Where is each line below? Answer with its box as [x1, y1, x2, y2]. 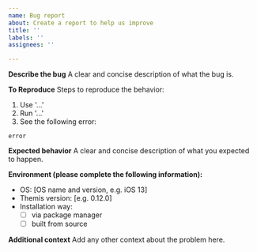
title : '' [8, 26, 41, 34]
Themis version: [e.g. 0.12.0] [19, 194, 112, 203]
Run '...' [19, 108, 44, 118]
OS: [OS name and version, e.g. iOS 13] [19, 185, 148, 194]
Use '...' [19, 100, 44, 110]
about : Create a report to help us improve [8, 19, 154, 27]
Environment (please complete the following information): [8, 170, 203, 179]
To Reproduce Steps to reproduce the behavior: [8, 85, 164, 95]
